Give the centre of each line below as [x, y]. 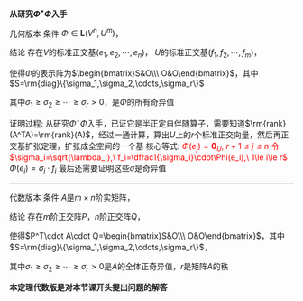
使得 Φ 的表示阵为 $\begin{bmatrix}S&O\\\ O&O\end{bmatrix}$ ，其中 [134, 73]
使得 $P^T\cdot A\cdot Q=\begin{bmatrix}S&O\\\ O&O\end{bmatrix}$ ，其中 [147, 236]
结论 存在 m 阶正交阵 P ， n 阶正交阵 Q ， [78, 217]
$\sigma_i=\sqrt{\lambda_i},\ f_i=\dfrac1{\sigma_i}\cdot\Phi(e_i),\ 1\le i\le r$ [149, 157]
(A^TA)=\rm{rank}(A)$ [50, 135]
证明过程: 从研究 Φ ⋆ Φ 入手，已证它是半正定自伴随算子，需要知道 [127, 122]
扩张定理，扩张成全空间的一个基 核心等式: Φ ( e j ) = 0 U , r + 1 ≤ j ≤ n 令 [152, 147]
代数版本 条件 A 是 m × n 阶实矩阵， [72, 198]
